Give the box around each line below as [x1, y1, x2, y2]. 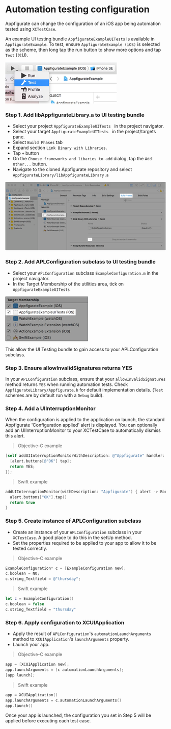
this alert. [5, 433, 25, 439]
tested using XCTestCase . [5, 26, 57, 32]
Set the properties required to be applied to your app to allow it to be [12, 540, 157, 546]
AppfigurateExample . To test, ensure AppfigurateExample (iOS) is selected [5, 41, 160, 47]
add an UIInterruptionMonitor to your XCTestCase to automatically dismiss [5, 427, 161, 433]
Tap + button [12, 150, 39, 156]
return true [10, 500, 36, 505]
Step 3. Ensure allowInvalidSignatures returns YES [5, 364, 132, 371]
